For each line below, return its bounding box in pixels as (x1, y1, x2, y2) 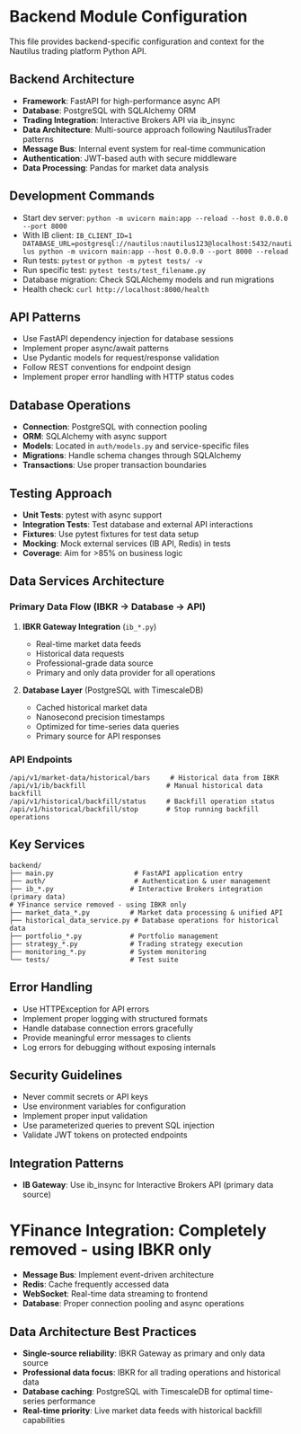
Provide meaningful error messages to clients (22, 1031, 191, 1043)
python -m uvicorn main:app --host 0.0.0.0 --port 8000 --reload (39, 247, 289, 256)
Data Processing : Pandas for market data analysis (22, 162, 209, 173)
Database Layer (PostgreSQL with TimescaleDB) (22, 685, 204, 695)
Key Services (9, 837, 85, 853)
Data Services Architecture (9, 573, 164, 589)
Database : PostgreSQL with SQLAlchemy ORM (22, 105, 196, 116)
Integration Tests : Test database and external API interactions (22, 519, 253, 529)
